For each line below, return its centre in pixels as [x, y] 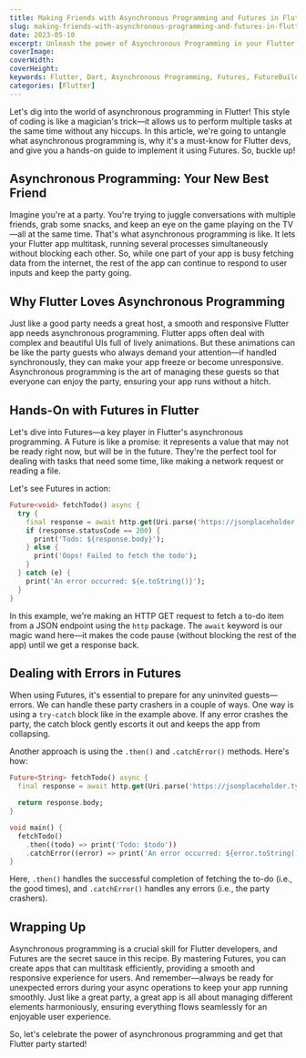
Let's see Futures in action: [60, 489]
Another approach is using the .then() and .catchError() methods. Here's [149, 751]
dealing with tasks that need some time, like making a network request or [147, 462]
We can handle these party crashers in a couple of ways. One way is [165, 705]
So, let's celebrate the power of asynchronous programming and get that [146, 1034]
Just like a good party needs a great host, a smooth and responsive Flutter [149, 323]
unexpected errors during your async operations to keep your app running [149, 988]
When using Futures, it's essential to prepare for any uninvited [126, 695]
